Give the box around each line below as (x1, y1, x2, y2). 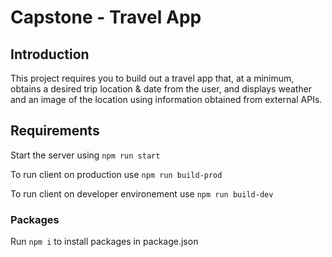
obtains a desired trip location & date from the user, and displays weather (10, 83, 313, 95)
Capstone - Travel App (10, 6, 202, 29)
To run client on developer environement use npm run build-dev (10, 187, 274, 200)
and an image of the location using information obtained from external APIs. (10, 94, 323, 105)
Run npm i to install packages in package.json (10, 236, 199, 248)
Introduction (10, 46, 90, 63)
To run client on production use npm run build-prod (10, 168, 223, 180)
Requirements (10, 122, 100, 140)
